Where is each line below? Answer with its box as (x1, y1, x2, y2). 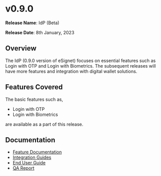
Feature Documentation (12, 149, 62, 155)
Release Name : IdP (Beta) (5, 20, 60, 26)
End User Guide (12, 160, 46, 166)
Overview (5, 44, 37, 53)
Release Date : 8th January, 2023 (5, 29, 74, 35)
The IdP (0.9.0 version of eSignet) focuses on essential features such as (5, 57, 156, 64)
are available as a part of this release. (5, 121, 84, 127)
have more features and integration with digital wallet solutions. (5, 68, 138, 74)
